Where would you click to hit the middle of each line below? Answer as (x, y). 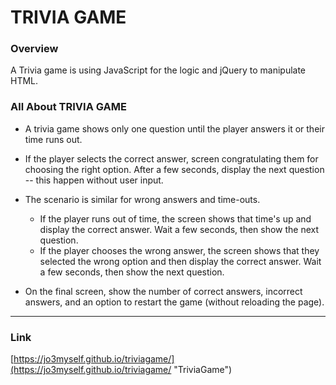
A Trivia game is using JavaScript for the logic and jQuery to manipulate (158, 70)
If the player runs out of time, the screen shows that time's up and (175, 218)
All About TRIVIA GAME (68, 107)
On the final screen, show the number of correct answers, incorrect (163, 291)
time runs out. (53, 139)
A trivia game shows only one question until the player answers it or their (174, 128)
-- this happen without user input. (94, 180)
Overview (34, 49)
